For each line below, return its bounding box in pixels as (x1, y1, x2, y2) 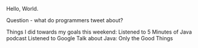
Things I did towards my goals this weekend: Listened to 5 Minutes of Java (6, 28, 192, 35)
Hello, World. (6, 5, 39, 12)
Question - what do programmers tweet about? (6, 17, 124, 23)
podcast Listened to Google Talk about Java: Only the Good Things (6, 35, 173, 41)
